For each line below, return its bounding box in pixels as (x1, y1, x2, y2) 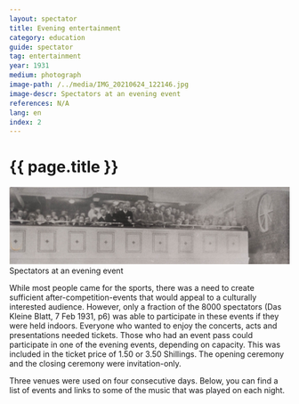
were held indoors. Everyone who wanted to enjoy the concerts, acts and (9, 320, 278, 331)
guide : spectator (9, 43, 74, 52)
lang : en (9, 108, 42, 117)
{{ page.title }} (9, 157, 119, 177)
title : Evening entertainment (9, 23, 122, 33)
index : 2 (9, 117, 42, 126)
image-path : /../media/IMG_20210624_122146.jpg (9, 80, 190, 89)
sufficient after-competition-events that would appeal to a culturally (9, 292, 257, 303)
